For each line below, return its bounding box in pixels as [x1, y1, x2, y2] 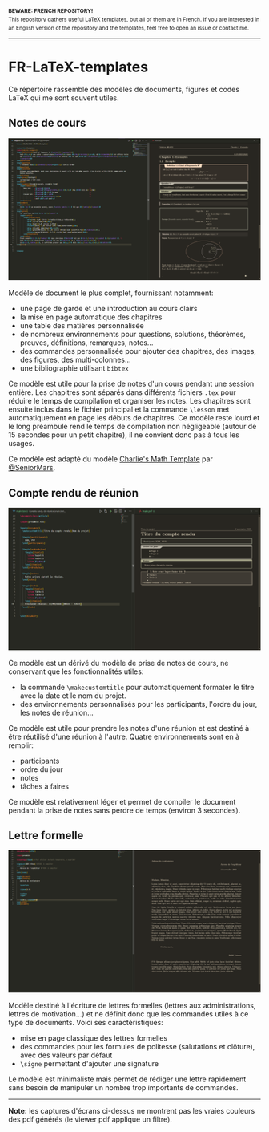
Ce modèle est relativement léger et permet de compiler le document [8, 797, 236, 806]
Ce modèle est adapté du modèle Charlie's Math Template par [8, 454, 214, 464]
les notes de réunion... [19, 708, 94, 717]
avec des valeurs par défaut [19, 1050, 113, 1060]
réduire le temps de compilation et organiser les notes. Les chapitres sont [8, 396, 251, 406]
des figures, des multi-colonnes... [19, 355, 131, 365]
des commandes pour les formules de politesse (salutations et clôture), [19, 1041, 255, 1051]
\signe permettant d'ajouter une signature [19, 1058, 159, 1068]
